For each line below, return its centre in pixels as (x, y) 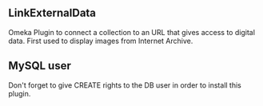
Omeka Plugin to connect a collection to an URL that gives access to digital (132, 32)
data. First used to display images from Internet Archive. (101, 41)
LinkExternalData (52, 13)
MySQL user (40, 66)
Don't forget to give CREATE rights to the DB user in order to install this (125, 85)
